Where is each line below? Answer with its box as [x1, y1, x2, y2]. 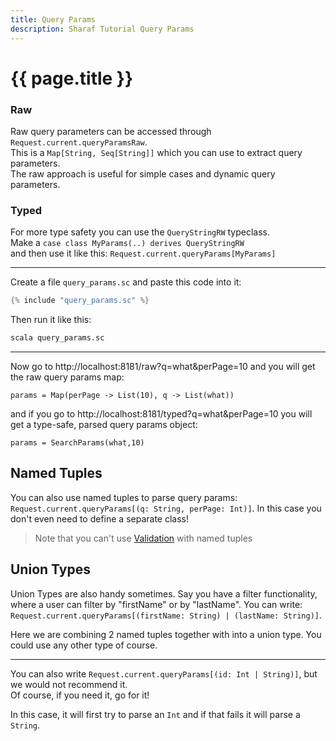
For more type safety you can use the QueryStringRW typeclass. [10, 226, 271, 238]
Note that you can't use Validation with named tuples [34, 532, 253, 544]
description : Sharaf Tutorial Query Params [10, 24, 195, 34]
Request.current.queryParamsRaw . [10, 136, 148, 148]
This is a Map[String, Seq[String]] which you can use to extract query [10, 146, 303, 158]
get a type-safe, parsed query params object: [10, 419, 198, 431]
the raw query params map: [10, 371, 125, 383]
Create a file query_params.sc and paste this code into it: [10, 276, 242, 288]
